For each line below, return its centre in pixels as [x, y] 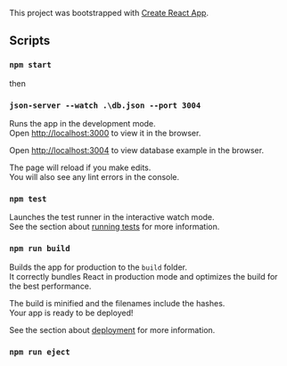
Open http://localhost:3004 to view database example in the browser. [137, 150]
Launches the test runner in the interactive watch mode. [112, 217]
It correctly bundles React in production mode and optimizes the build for [143, 276]
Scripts [30, 41]
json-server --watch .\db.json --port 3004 [105, 105]
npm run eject [40, 352]
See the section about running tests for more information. [115, 227]
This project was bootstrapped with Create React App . [109, 13]
